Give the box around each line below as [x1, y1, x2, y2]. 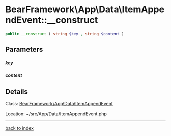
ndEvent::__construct [5, 14, 98, 26]
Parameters [5, 45, 43, 54]
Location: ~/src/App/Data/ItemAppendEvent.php [5, 111, 107, 117]
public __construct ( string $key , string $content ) [5, 31, 124, 36]
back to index [5, 125, 34, 131]
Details [5, 87, 28, 96]
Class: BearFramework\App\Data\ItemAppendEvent [5, 100, 113, 106]
